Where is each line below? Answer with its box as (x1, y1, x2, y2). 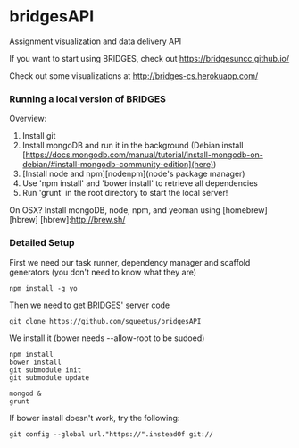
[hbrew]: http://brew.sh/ (39, 215, 126, 225)
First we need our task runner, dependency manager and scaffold (9, 257, 251, 267)
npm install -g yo (9, 283, 78, 292)
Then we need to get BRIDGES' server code (9, 300, 170, 310)
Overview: (9, 114, 47, 124)
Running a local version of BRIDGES (9, 92, 167, 105)
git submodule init (9, 365, 82, 375)
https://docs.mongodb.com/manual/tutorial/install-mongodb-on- (25, 149, 263, 160)
